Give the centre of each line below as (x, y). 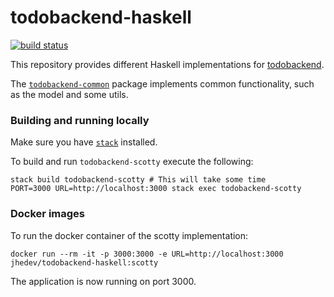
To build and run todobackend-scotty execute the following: (132, 162)
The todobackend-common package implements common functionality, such (162, 83)
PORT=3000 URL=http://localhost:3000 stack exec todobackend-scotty (156, 189)
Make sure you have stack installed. (84, 142)
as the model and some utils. (69, 94)
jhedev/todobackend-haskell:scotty (84, 262)
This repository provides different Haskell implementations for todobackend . (167, 64)
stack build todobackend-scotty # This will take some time (138, 180)
